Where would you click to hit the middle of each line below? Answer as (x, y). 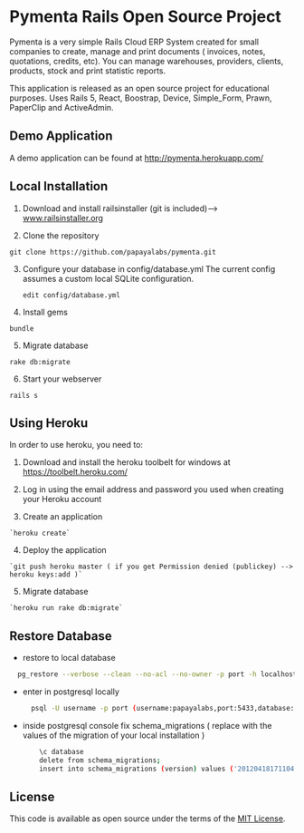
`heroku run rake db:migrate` (66, 608)
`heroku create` (40, 533)
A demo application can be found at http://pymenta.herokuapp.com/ (137, 158)
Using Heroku (49, 423)
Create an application (62, 517)
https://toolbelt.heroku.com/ (75, 472)
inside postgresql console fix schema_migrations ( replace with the (147, 725)
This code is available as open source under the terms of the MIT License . (147, 818)
